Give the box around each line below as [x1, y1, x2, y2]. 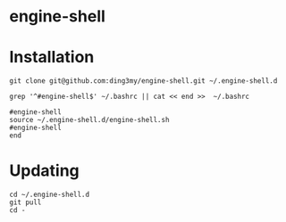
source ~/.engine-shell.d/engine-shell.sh [9, 116, 170, 125]
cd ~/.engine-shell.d [9, 190, 90, 200]
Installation [9, 47, 95, 68]
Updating [9, 160, 80, 181]
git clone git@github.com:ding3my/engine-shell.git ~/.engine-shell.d [9, 77, 278, 86]
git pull [9, 198, 42, 207]
